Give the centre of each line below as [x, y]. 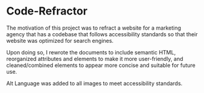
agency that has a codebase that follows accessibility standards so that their [102, 34]
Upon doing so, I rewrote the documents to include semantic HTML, [91, 52]
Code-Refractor [47, 11]
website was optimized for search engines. [60, 40]
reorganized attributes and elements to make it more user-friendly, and [95, 59]
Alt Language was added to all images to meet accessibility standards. [94, 83]
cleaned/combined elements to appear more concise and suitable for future [101, 65]
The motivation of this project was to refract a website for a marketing [94, 28]
